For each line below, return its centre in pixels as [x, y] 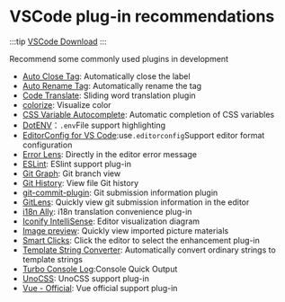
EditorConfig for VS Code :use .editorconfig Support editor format [143, 135]
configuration [47, 145]
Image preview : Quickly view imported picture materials [125, 230]
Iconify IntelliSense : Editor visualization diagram [111, 221]
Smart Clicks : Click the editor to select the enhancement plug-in [141, 240]
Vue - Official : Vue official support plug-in [100, 288]
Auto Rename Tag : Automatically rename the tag [112, 85]
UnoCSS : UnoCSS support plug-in [86, 278]
